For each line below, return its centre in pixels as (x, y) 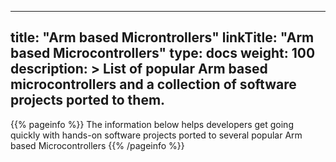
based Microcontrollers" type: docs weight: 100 (163, 53)
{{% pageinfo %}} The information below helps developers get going (152, 124)
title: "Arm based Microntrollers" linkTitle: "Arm (162, 37)
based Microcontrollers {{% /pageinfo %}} (97, 145)
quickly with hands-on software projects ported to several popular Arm (156, 135)
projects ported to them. (88, 100)
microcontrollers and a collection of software (153, 84)
